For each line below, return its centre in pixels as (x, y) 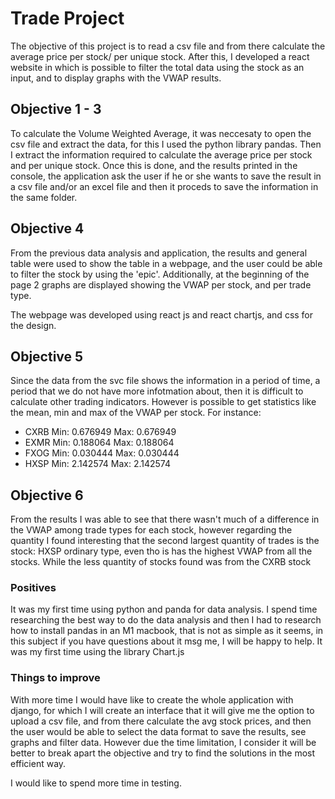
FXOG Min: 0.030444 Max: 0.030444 (102, 453)
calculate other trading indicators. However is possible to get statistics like (163, 402)
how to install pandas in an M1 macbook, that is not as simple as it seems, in (167, 631)
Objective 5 (47, 356)
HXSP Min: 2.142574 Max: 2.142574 (98, 464)
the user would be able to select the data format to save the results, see (158, 731)
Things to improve (55, 678)
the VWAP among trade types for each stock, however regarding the (151, 530)
